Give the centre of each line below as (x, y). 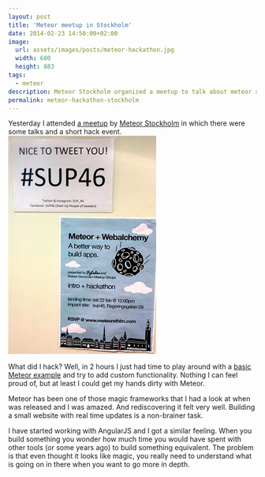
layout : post (30, 17)
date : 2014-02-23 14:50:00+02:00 (63, 33)
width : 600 (33, 58)
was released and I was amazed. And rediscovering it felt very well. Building (132, 408)
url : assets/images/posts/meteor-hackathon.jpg (95, 50)
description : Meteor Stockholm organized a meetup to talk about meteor (130, 92)
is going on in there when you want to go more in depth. (99, 464)
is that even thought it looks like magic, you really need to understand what (130, 456)
